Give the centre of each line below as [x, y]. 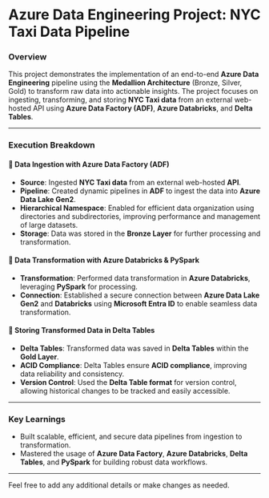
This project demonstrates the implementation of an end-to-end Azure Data [134, 75]
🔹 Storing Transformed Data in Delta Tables [82, 330]
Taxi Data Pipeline [69, 32]
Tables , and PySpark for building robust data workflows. [114, 462]
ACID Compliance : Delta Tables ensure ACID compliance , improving [133, 366]
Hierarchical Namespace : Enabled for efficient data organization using [137, 208]
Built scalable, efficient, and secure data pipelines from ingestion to [131, 437]
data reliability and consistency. [72, 374]
